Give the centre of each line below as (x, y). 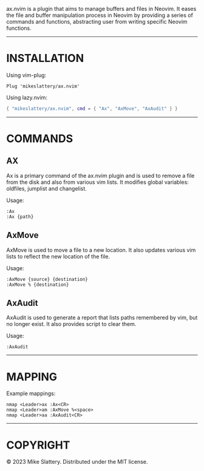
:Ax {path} (20, 217)
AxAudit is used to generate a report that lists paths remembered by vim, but (102, 317)
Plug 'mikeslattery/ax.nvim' (43, 86)
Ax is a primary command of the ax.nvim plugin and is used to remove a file (100, 175)
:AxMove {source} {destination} (47, 279)
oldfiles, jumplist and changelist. (46, 188)
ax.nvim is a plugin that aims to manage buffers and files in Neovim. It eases (101, 9)
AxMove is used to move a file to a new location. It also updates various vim (101, 250)
